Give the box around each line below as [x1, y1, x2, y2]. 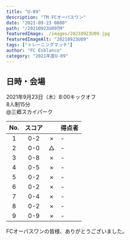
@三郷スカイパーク [6, 108, 53, 116]
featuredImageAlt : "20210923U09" [6, 36, 89, 42]
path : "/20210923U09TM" [6, 25, 65, 32]
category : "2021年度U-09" [6, 53, 68, 59]
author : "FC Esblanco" [6, 48, 62, 54]
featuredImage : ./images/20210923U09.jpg [6, 31, 110, 37]
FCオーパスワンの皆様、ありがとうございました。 [6, 227, 128, 235]
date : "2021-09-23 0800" [6, 20, 68, 26]
